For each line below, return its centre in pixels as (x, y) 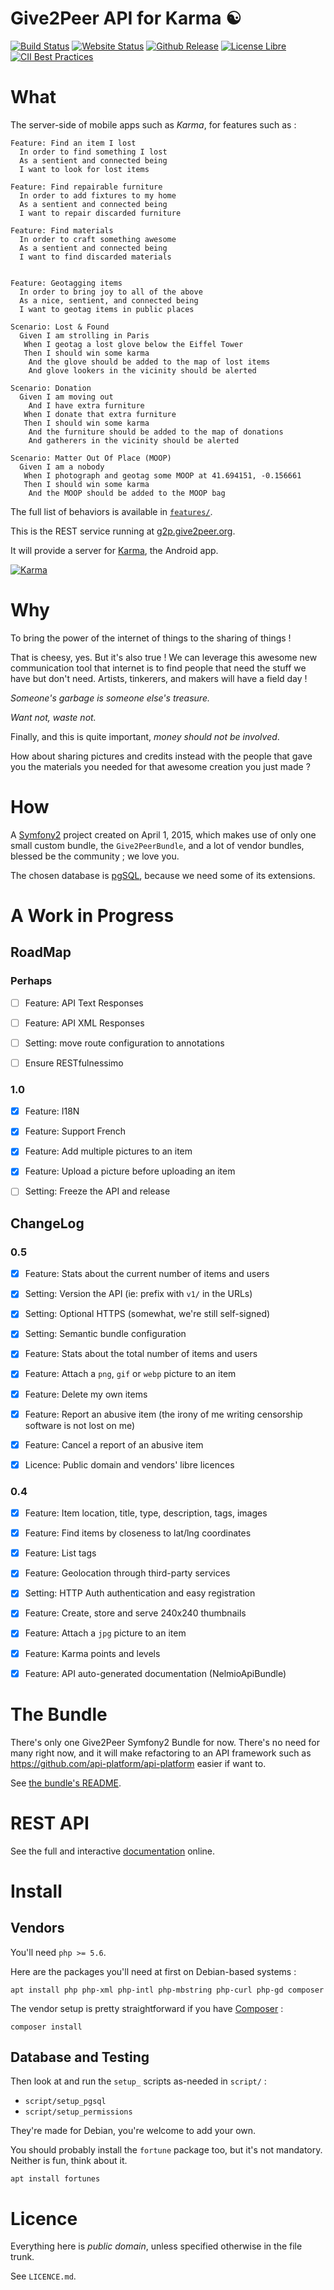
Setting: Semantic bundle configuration (105, 1334)
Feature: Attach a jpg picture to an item (105, 1633)
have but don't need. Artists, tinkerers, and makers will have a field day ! (159, 678)
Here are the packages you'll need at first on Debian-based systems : (153, 1971)
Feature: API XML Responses (84, 1023)
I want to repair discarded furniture (100, 213)
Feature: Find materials (62, 230)
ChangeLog (47, 1223)
